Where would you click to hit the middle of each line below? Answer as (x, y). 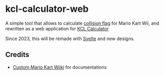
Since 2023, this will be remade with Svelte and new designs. (70, 39)
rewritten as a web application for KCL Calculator (57, 28)
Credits (17, 55)
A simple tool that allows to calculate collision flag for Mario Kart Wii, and (82, 23)
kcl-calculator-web (47, 9)
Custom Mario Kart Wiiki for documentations (60, 67)
